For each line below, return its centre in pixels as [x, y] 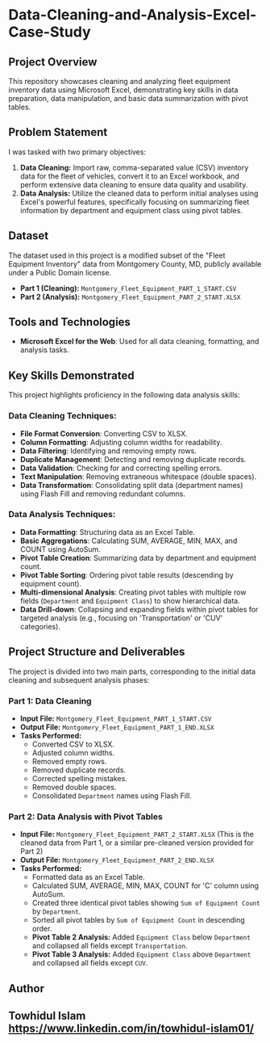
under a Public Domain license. [60, 272]
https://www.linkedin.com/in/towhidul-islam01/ [131, 1029]
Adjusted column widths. [73, 752]
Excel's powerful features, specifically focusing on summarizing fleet [135, 202]
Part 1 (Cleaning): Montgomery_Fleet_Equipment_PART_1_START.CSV [128, 288]
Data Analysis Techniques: [62, 515]
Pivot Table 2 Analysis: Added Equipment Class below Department [141, 937]
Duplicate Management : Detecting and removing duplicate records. [133, 459]
